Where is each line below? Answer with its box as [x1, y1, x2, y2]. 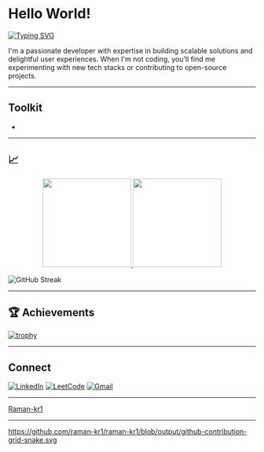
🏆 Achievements [8, 306, 95, 319]
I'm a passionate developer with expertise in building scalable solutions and [8, 46, 253, 55]
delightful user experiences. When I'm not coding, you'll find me [8, 54, 216, 64]
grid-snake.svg [8, 435, 57, 445]
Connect [8, 361, 52, 374]
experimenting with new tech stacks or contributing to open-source [8, 62, 227, 72]
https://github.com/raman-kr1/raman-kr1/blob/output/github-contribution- [8, 427, 247, 436]
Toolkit [8, 101, 43, 115]
